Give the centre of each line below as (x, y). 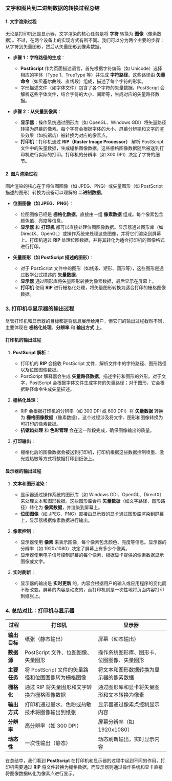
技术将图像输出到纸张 (50, 712)
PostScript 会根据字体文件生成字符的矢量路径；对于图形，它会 (95, 383)
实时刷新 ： (24, 572)
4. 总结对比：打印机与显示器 (40, 610)
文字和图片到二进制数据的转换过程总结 (52, 8)
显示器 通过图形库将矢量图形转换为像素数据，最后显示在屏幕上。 (88, 281)
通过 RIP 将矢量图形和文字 (56, 687)
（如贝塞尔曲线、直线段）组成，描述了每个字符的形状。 (88, 81)
